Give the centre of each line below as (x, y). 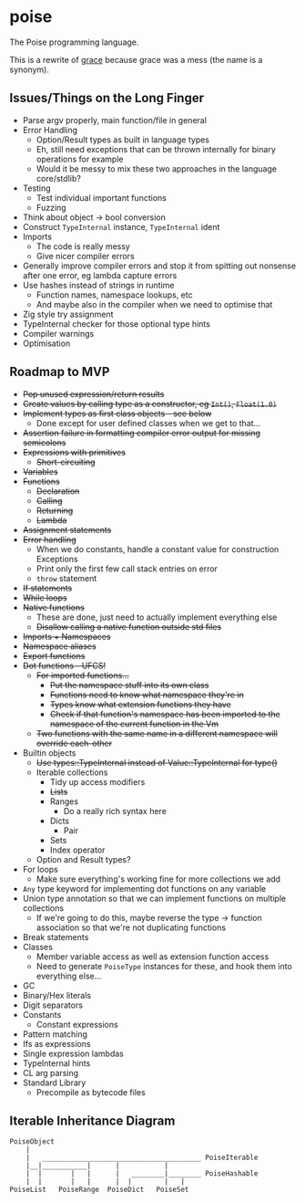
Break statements (56, 936)
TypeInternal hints (56, 1063)
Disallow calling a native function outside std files (128, 626)
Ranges (64, 801)
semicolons (44, 442)
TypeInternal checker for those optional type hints (117, 324)
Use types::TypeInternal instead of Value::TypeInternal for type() (157, 762)
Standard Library (54, 1083)
